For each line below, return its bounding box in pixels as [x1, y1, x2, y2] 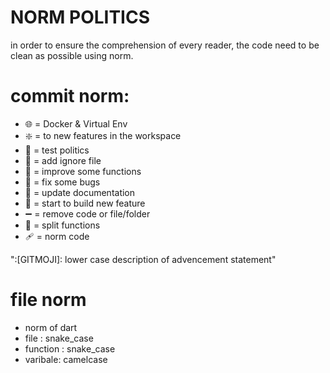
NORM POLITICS [10, 6, 151, 29]
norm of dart [24, 321, 78, 333]
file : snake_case [24, 332, 94, 344]
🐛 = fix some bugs [24, 176, 101, 188]
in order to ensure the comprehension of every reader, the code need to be [10, 39, 320, 51]
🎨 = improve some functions [24, 165, 142, 177]
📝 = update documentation [24, 186, 136, 198]
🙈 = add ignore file [24, 154, 102, 166]
